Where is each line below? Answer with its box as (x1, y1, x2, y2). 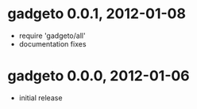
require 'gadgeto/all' (18, 31, 86, 40)
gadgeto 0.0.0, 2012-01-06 (7, 67, 190, 85)
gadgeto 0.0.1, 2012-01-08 (7, 5, 186, 23)
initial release (18, 92, 63, 103)
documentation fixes (18, 39, 87, 48)
